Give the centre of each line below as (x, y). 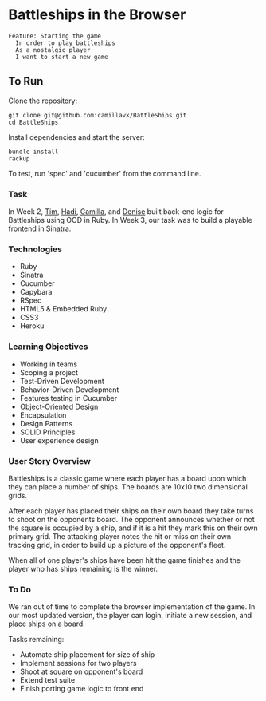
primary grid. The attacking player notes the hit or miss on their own (120, 536)
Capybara (36, 292)
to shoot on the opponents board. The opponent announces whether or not (131, 519)
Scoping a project (49, 372)
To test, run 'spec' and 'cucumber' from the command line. (105, 173)
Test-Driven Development (62, 381)
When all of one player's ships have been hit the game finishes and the (125, 560)
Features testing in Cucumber (68, 398)
